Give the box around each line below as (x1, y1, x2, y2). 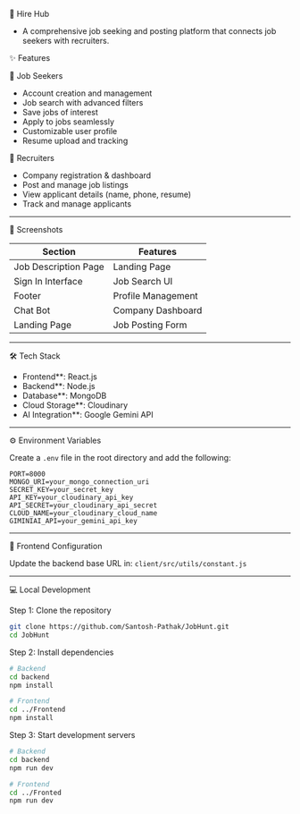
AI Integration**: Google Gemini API (21, 410, 154, 420)
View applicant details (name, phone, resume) (21, 189, 192, 199)
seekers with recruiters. (21, 36, 110, 46)
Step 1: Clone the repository (9, 605, 112, 615)
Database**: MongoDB (21, 390, 107, 401)
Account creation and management (21, 88, 153, 98)
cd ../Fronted (9, 788, 62, 797)
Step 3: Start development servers (9, 730, 136, 740)
